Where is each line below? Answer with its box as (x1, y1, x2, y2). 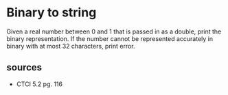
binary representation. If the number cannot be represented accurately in (6, 34, 214, 42)
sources (6, 62, 43, 73)
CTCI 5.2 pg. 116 (16, 80, 63, 88)
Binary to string (6, 5, 97, 21)
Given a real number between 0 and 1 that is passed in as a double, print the (6, 27, 222, 36)
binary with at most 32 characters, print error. (6, 42, 135, 50)
